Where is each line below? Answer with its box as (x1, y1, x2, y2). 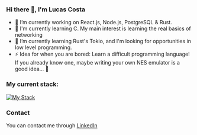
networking (14, 31, 43, 38)
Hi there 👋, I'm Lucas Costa (6, 5, 86, 14)
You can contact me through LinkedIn (6, 121, 98, 129)
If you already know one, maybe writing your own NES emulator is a (14, 59, 180, 66)
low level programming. (14, 44, 72, 51)
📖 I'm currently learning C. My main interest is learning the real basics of (14, 25, 191, 32)
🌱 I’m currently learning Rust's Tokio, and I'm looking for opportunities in (14, 38, 191, 45)
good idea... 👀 (14, 65, 49, 73)
